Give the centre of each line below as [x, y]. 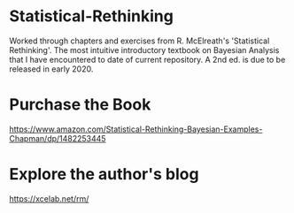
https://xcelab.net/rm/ [49, 198]
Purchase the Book [80, 105]
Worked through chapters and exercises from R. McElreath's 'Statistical [139, 41]
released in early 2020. [51, 69]
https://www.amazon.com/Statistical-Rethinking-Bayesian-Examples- [136, 129]
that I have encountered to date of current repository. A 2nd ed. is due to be [147, 59]
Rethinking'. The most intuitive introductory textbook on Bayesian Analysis [144, 49]
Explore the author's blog [104, 175]
